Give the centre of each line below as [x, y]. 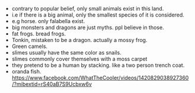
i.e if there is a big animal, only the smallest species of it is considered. [98, 15]
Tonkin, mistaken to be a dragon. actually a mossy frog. [79, 40]
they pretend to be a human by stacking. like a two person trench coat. [98, 65]
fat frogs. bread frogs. [39, 34]
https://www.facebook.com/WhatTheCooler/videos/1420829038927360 [100, 78]
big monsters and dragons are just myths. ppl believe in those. [88, 27]
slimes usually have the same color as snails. [66, 52]
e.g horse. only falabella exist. [48, 21]
